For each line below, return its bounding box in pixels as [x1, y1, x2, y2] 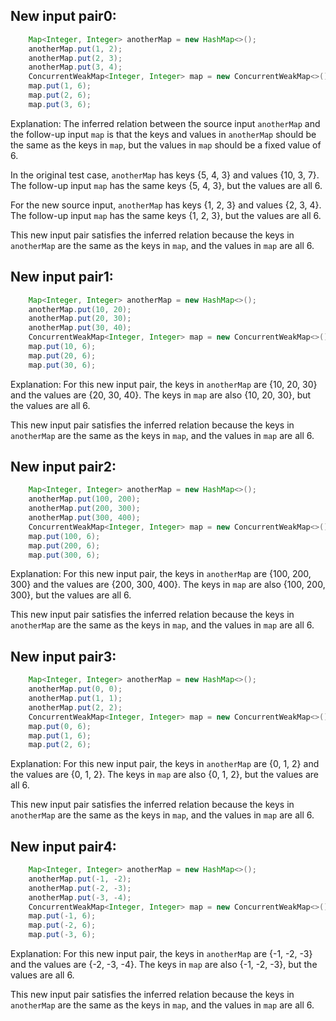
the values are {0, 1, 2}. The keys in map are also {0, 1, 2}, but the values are [10, 769, 319, 781]
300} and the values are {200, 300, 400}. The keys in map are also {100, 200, [10, 579, 326, 591]
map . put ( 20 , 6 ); [28, 350, 97, 361]
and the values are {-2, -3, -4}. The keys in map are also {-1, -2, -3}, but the [10, 959, 318, 971]
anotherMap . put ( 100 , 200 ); [28, 494, 141, 504]
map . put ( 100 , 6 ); [28, 531, 101, 541]
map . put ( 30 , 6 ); [28, 360, 97, 370]
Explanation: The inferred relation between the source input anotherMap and [10, 117, 321, 129]
